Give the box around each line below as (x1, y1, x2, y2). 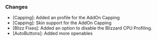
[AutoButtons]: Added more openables (12, 31, 93, 37)
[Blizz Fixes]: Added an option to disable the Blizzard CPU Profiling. (12, 25, 152, 31)
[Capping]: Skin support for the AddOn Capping (12, 20, 112, 26)
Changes (5, 3, 28, 10)
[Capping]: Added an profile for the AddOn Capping (12, 15, 120, 21)
